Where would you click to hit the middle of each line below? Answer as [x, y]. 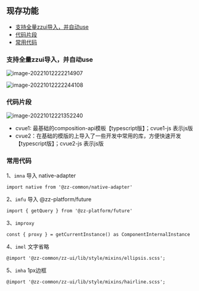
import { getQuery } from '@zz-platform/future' [69, 211]
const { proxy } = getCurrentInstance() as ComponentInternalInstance [98, 234]
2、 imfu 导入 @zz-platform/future [49, 199]
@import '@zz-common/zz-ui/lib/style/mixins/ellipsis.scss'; [86, 258]
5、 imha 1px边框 [27, 270]
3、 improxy [21, 223]
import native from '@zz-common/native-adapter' [69, 187]
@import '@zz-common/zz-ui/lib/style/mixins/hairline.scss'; [86, 282]
